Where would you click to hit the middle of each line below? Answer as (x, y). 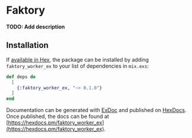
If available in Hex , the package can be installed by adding (78, 59)
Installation (27, 45)
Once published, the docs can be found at (58, 117)
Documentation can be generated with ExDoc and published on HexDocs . (96, 110)
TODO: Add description (36, 27)
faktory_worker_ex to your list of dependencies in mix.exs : (78, 66)
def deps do (21, 77)
